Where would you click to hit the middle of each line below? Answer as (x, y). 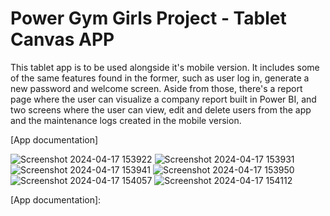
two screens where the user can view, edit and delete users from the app (161, 109)
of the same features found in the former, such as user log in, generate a (160, 78)
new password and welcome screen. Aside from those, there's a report (156, 88)
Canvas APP (62, 39)
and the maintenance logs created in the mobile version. (126, 120)
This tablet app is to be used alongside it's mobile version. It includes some (165, 67)
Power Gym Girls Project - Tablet (148, 18)
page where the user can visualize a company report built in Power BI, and (163, 99)
